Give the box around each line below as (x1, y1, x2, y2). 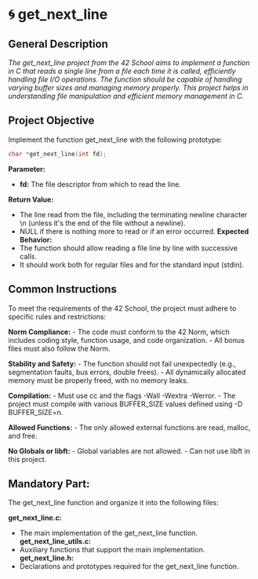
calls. (19, 251, 37, 260)
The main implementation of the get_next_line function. (19, 528, 198, 538)
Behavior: (19, 235, 53, 244)
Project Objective (8, 114, 95, 127)
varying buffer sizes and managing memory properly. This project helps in (8, 83, 249, 92)
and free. (8, 431, 38, 440)
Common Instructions (8, 282, 118, 296)
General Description (8, 37, 108, 50)
